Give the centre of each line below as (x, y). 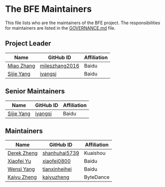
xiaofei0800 (57, 161)
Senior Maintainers (35, 92)
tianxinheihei (57, 169)
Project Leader (28, 44)
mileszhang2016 (60, 66)
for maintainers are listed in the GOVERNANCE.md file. (60, 28)
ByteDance (97, 177)
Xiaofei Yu (19, 161)
